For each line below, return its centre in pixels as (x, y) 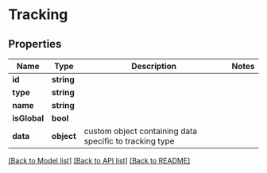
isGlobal (28, 118)
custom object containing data (140, 131)
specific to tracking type (129, 141)
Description (154, 66)
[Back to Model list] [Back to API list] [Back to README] (99, 161)
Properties (35, 44)
